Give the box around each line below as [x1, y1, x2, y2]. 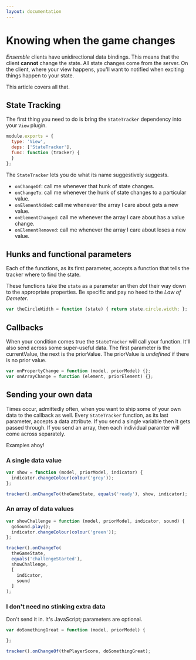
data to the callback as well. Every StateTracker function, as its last [6, 411, 169, 419]
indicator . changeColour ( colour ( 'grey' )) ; [11, 475, 114, 481]
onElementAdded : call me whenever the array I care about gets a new [14, 201, 179, 208]
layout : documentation [6, 8, 62, 15]
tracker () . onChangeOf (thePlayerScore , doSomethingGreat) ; [6, 648, 151, 654]
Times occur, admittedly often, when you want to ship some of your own [6, 405, 181, 412]
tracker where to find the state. [6, 271, 81, 278]
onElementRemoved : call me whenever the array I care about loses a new [14, 226, 187, 233]
